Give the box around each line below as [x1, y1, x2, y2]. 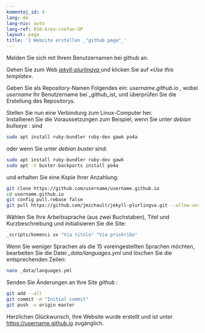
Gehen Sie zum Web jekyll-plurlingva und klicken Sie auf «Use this [6, 66, 174, 73]
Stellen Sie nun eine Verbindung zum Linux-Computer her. [6, 109, 153, 116]
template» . [6, 73, 34, 79]
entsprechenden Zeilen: [6, 256, 66, 263]
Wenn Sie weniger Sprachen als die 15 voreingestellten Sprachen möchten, [6, 243, 195, 250]
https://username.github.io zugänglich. [6, 319, 104, 327]
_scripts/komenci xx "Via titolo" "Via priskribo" [6, 232, 138, 238]
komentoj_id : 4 [6, 9, 45, 15]
